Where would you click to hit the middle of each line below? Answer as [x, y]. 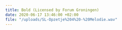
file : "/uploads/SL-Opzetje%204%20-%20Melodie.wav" [61, 19]
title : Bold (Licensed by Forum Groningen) [52, 10]
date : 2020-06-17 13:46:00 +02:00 [42, 15]
